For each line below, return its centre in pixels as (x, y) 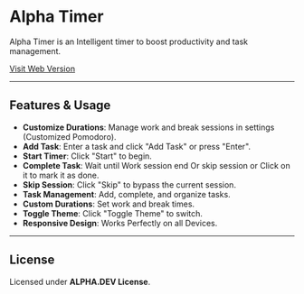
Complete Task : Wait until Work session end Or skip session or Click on (157, 165)
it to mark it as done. (61, 175)
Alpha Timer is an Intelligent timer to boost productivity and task (129, 41)
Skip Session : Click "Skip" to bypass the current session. (129, 184)
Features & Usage (60, 106)
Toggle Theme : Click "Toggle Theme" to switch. (113, 213)
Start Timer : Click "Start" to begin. (87, 156)
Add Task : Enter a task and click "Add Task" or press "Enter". (137, 146)
